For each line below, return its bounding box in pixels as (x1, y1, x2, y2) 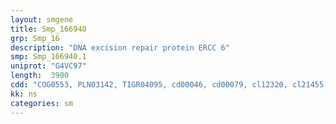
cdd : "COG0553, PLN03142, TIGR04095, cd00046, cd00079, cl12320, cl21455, (10, 80, 329, 90)
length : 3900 (10, 71, 70, 81)
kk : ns (10, 89, 38, 99)
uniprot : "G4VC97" (10, 61, 87, 71)
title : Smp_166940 (10, 24, 87, 34)
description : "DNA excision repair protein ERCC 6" (10, 42, 230, 53)
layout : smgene (10, 14, 74, 25)
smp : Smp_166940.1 (10, 52, 87, 62)
